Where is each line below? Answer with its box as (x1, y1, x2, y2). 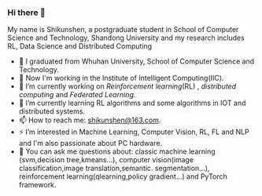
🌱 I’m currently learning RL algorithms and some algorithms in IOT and (18, 98, 246, 108)
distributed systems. (18, 107, 86, 116)
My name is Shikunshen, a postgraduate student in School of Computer (7, 25, 239, 34)
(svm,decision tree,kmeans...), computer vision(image (18, 155, 194, 165)
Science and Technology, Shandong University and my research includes (7, 33, 245, 42)
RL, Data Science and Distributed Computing (7, 42, 153, 51)
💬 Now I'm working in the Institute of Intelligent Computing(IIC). (18, 74, 224, 83)
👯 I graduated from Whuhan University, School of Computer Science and (18, 56, 255, 66)
